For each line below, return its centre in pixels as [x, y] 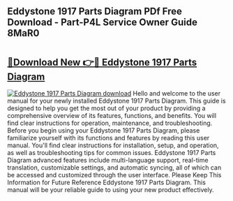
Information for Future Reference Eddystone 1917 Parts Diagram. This [106, 182]
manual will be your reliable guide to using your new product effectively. [111, 190]
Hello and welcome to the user [177, 93]
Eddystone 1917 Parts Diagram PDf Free [95, 12]
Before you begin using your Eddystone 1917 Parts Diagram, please [104, 131]
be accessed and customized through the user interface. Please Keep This [114, 175]
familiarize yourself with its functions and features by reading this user [108, 138]
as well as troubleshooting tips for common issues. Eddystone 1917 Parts [112, 152]
